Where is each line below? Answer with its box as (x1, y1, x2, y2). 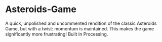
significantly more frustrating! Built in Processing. (5, 31, 108, 37)
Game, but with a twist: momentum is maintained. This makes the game (5, 25, 154, 31)
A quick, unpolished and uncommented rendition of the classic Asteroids (5, 20, 157, 26)
